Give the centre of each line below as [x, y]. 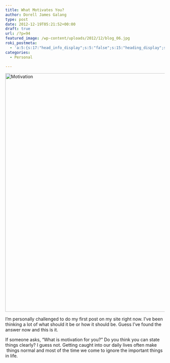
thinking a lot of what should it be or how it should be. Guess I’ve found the [83, 324]
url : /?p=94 [18, 34]
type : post [17, 19]
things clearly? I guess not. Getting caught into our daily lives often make [81, 345]
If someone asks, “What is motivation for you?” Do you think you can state [82, 340]
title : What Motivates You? [35, 10]
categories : [18, 52]
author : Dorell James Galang [36, 15]
